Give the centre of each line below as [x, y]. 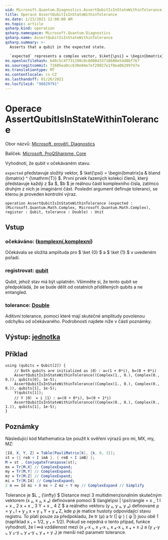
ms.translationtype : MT [30, 70]
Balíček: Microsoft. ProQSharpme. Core [46, 153]
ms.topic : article [24, 24]
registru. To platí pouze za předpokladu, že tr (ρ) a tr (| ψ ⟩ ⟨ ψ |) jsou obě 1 [82, 516]
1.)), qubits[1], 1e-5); [31, 407]
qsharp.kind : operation [30, 28]
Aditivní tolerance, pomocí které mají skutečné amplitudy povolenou [75, 316]
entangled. [16, 292]
